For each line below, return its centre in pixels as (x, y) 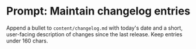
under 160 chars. (27, 41)
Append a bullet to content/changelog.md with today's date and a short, (94, 28)
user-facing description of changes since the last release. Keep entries (94, 34)
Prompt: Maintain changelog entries (99, 11)
